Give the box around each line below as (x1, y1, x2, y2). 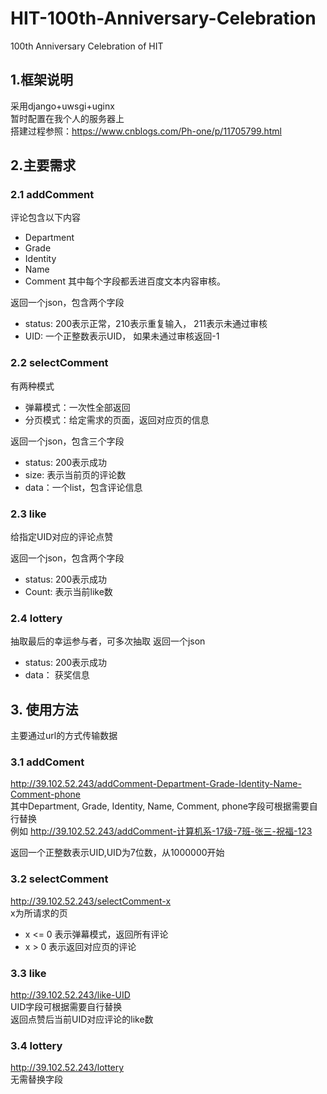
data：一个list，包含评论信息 (24, 481, 143, 493)
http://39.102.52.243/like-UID (10, 989, 131, 1001)
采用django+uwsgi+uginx (10, 100, 115, 112)
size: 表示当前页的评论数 (24, 468, 127, 481)
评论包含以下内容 (10, 212, 81, 224)
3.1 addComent (10, 755, 85, 769)
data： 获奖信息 (24, 669, 90, 681)
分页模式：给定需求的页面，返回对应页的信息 (24, 413, 210, 426)
